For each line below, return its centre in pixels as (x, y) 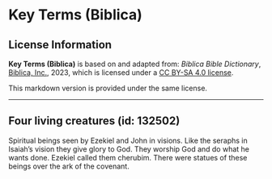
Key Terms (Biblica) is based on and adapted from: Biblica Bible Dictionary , (135, 64)
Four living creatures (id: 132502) (94, 121)
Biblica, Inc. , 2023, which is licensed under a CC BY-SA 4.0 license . (121, 73)
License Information (60, 45)
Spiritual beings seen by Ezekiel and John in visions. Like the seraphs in (128, 140)
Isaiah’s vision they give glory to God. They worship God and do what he (129, 149)
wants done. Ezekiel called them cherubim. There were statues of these (128, 157)
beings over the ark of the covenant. (69, 166)
